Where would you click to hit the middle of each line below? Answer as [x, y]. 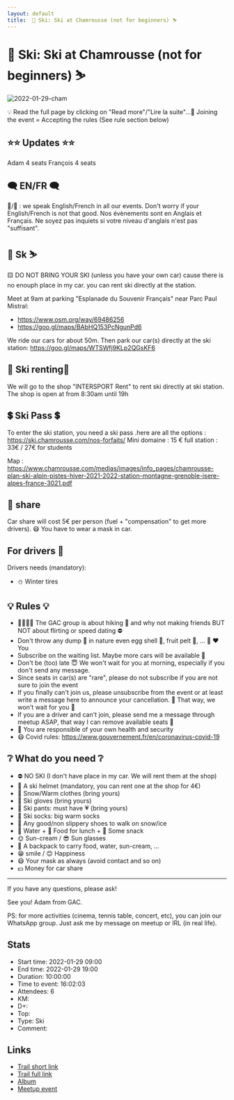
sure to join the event [48, 685]
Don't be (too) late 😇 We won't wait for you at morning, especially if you [121, 663]
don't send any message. [54, 670]
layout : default [31, 14]
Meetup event [37, 1089]
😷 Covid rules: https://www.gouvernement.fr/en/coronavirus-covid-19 [118, 737]
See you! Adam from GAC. [45, 902]
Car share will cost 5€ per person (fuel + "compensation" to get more [107, 521]
